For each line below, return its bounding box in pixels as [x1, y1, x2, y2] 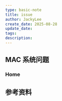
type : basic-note [5, 7, 42, 13]
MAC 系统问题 [5, 56, 49, 64]
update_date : [5, 26, 33, 31]
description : [5, 36, 33, 41]
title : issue [5, 12, 33, 17]
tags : [5, 31, 17, 36]
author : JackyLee [5, 17, 42, 22]
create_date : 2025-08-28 [5, 21, 57, 27]
